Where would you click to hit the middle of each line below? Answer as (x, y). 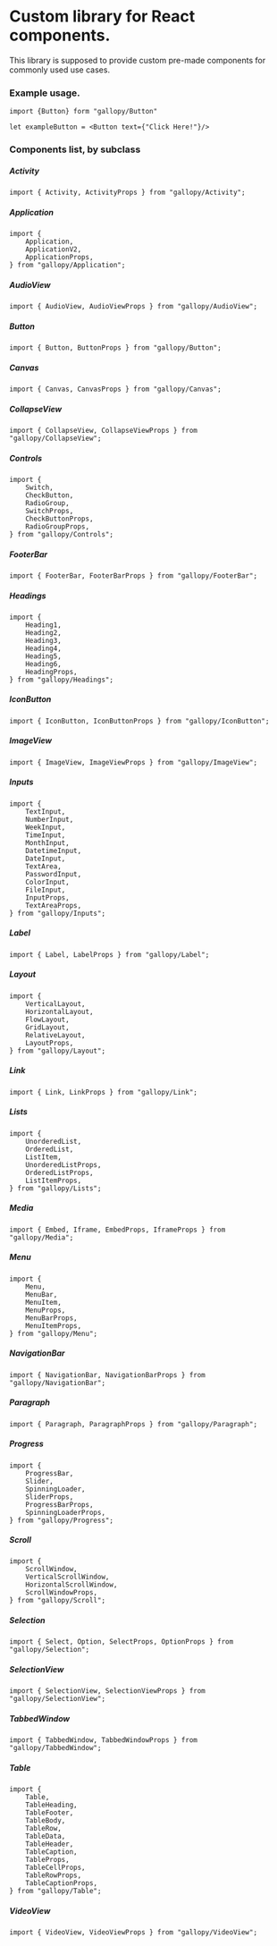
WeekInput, (46, 827)
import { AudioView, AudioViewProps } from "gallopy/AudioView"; (133, 307)
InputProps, (47, 897)
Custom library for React (102, 17)
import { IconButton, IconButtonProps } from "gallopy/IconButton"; (139, 721)
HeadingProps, (51, 672)
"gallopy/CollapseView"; (55, 438)
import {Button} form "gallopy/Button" (84, 112)
